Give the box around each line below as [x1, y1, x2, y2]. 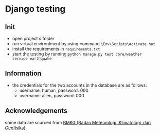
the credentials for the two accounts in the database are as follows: [12, 82, 147, 88]
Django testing [5, 3, 66, 15]
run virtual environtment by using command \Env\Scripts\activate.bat [12, 41, 156, 47]
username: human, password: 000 [19, 87, 89, 93]
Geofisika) [5, 125, 26, 131]
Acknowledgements [5, 107, 68, 115]
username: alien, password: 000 [19, 92, 84, 98]
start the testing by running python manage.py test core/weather [12, 51, 142, 57]
